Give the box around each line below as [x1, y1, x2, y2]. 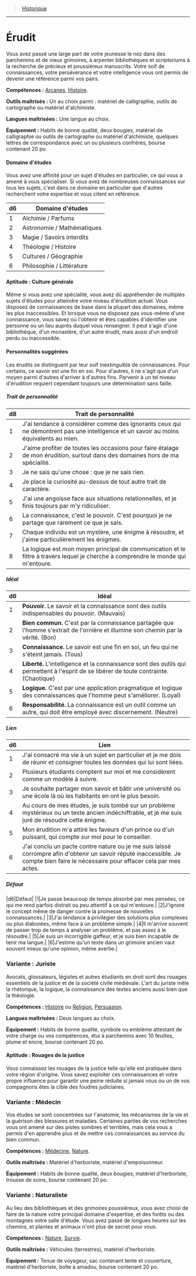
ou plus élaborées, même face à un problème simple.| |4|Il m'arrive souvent [6, 920, 188, 927]
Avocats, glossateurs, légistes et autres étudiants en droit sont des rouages [6, 973, 187, 980]
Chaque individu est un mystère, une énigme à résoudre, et [22, 528, 184, 536]
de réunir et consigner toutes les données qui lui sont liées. [22, 758, 184, 766]
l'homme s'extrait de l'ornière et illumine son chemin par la [22, 626, 183, 634]
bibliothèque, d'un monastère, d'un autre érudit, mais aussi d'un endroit [6, 328, 178, 335]
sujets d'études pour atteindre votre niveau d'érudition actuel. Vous [6, 297, 168, 304]
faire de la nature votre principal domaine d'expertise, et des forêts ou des [6, 1210, 185, 1217]
